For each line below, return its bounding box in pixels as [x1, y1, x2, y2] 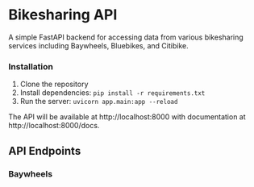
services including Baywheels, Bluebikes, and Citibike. [8, 40, 189, 50]
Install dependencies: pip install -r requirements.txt [19, 88, 206, 98]
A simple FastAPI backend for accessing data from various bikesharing [8, 32, 244, 42]
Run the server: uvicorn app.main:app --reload [19, 97, 178, 106]
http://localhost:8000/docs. [8, 121, 100, 131]
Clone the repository [19, 79, 89, 89]
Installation [8, 60, 54, 72]
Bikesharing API [8, 6, 118, 24]
